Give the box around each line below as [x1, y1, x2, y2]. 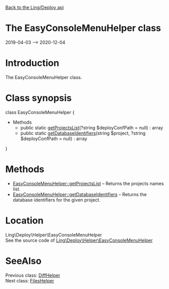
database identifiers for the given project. [12, 197, 101, 203]
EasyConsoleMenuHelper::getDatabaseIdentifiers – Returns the [12, 191, 147, 197]
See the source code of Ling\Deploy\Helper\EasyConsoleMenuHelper [5, 237, 153, 243]
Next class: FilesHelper [5, 277, 54, 284]
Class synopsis [5, 92, 72, 104]
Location [5, 215, 44, 226]
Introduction [5, 57, 60, 69]
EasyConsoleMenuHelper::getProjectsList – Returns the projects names [12, 180, 164, 186]
